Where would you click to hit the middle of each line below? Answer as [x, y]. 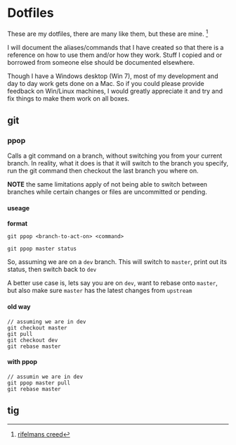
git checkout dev [33, 340]
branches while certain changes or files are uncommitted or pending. [107, 192]
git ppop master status [42, 249]
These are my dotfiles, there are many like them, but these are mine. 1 [108, 33]
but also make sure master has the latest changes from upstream [100, 291]
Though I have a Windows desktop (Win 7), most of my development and [113, 76]
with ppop [22, 362]
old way [19, 307]
